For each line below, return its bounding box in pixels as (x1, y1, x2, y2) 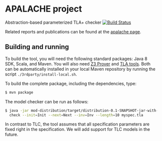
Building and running (5, 43, 69, 51)
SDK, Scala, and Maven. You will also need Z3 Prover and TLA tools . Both (5, 61, 151, 66)
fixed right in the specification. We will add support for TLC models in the (5, 126, 150, 132)
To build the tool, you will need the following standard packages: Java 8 (5, 56, 148, 62)
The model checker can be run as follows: (5, 98, 89, 105)
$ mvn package (5, 90, 34, 95)
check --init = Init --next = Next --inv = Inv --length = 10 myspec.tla (9, 112, 144, 117)
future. (5, 132, 18, 138)
